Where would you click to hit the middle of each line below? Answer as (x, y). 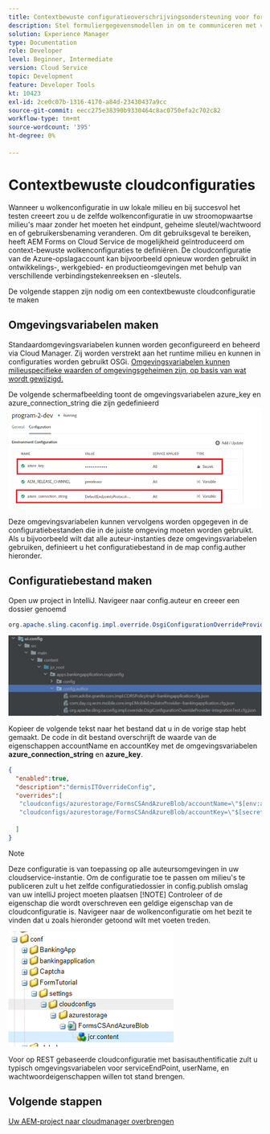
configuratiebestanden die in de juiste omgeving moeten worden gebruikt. (131, 530)
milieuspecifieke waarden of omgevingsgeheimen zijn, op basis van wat (127, 370)
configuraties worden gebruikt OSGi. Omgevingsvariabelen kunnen (119, 361)
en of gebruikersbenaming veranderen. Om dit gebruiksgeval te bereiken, (130, 232)
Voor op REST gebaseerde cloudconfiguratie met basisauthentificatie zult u (133, 1059)
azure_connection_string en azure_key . (76, 754)
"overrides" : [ (39, 795)
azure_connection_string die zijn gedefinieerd (84, 403)
